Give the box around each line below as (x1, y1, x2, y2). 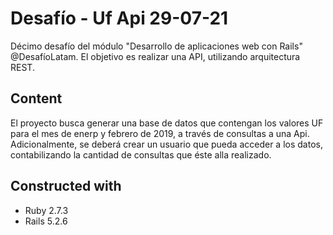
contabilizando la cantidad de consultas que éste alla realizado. (10, 148, 272, 161)
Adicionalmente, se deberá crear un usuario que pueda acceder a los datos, (10, 138, 323, 150)
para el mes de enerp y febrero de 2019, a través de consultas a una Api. (10, 127, 310, 139)
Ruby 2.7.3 (24, 204, 69, 216)
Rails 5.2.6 (24, 215, 68, 227)
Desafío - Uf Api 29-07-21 (10, 7, 229, 30)
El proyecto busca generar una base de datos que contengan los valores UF (10, 117, 324, 129)
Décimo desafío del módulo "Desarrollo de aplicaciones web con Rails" (10, 40, 303, 52)
